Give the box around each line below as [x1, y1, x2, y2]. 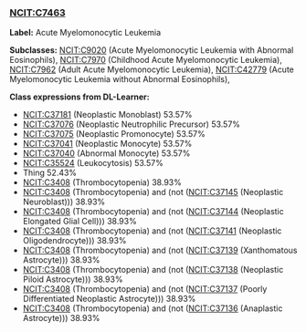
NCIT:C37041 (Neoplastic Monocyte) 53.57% [22, 139, 193, 150]
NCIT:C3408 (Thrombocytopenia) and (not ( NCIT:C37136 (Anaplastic [22, 303, 283, 314]
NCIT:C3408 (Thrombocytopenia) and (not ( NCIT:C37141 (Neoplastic [22, 225, 282, 236]
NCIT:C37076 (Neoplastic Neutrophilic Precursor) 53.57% [22, 119, 240, 130]
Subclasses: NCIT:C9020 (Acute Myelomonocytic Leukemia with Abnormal [9, 45, 294, 56]
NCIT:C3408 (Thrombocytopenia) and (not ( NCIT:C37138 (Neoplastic [22, 265, 284, 275]
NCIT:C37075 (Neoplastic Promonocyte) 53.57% [22, 129, 206, 140]
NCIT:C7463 [9, 6, 66, 19]
